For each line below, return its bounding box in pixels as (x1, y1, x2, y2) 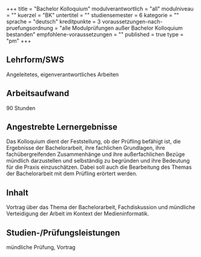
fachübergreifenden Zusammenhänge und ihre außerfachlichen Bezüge (6, 151, 185, 158)
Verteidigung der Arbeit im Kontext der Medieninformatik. (6, 210, 150, 217)
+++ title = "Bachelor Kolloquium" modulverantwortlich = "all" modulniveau (6, 5, 194, 12)
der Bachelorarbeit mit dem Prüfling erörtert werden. (6, 170, 137, 177)
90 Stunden (6, 104, 36, 111)
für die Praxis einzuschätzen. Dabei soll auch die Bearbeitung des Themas (6, 163, 192, 171)
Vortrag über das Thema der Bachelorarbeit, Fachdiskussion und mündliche (6, 204, 196, 211)
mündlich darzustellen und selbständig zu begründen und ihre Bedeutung (6, 157, 190, 164)
